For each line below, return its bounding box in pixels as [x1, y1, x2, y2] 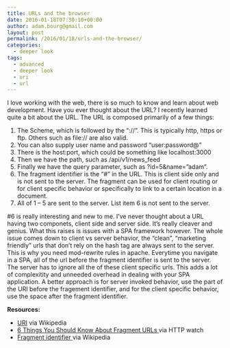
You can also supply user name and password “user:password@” [16, 141, 202, 149]
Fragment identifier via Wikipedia [16, 333, 111, 342]
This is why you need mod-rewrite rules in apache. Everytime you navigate [7, 249, 218, 257]
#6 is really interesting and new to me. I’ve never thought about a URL [7, 213, 204, 221]
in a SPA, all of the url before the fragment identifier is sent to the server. [7, 256, 212, 264]
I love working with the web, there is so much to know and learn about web [7, 98, 219, 107]
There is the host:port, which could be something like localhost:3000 [16, 148, 212, 157]
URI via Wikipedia [16, 319, 67, 327]
